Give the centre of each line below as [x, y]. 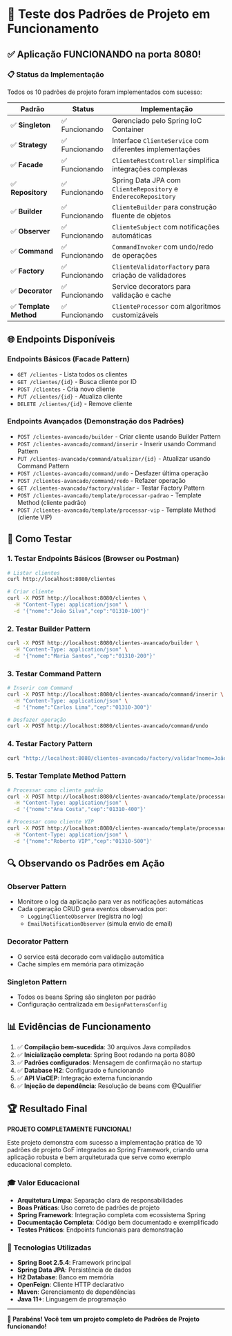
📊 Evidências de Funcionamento [79, 1027]
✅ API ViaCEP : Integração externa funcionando [85, 1078]
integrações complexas [149, 169]
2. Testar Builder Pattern [49, 629]
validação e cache [141, 295]
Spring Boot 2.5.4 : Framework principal [74, 1263]
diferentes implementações [156, 149]
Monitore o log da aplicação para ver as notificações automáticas [110, 901]
